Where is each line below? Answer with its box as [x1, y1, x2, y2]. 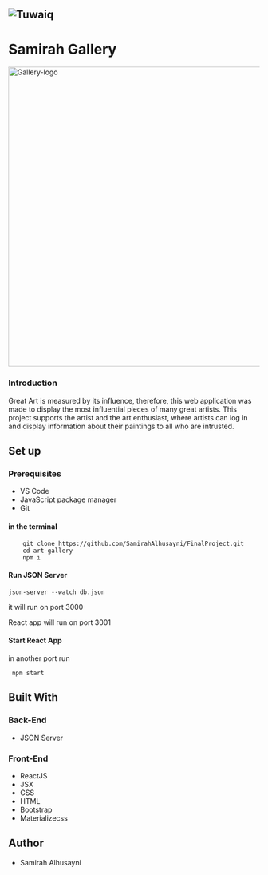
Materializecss [19, 813, 68, 823]
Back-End [8, 714, 47, 726]
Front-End [8, 753, 49, 764]
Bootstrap [19, 805, 53, 814]
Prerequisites [8, 468, 61, 479]
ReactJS [19, 770, 48, 780]
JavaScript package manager [19, 495, 117, 504]
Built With [8, 690, 58, 704]
